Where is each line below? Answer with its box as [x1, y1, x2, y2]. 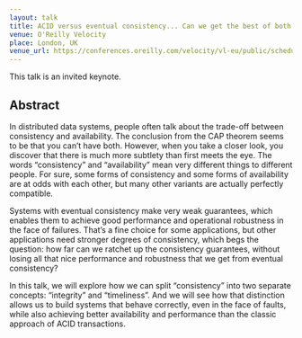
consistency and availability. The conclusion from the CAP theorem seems [9, 130, 285, 141]
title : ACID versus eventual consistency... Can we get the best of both [9, 22, 292, 31]
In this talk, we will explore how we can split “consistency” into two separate [9, 280, 292, 290]
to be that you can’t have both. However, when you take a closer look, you [9, 140, 284, 151]
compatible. [9, 188, 54, 199]
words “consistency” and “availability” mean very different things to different [9, 159, 293, 170]
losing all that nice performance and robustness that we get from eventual [9, 253, 284, 263]
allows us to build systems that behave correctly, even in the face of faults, [9, 298, 287, 310]
